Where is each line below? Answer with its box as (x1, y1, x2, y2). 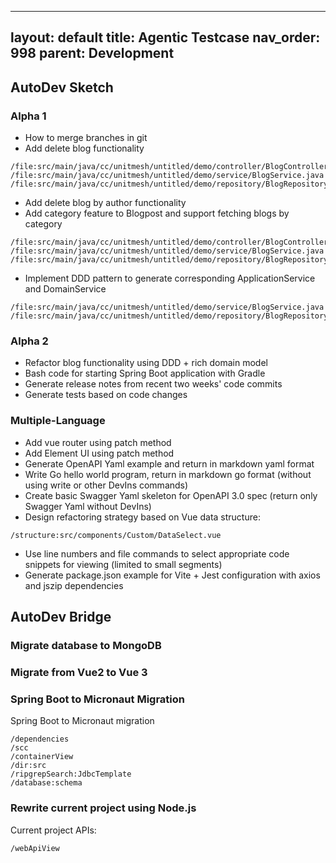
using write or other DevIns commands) (24, 479, 189, 491)
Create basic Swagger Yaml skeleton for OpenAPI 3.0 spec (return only (24, 489, 318, 501)
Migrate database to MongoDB (10, 638, 162, 652)
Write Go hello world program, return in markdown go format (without (24, 468, 312, 480)
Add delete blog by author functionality (24, 197, 187, 209)
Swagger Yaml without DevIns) (24, 500, 152, 512)
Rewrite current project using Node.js (10, 801, 197, 815)
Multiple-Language (10, 414, 106, 428)
